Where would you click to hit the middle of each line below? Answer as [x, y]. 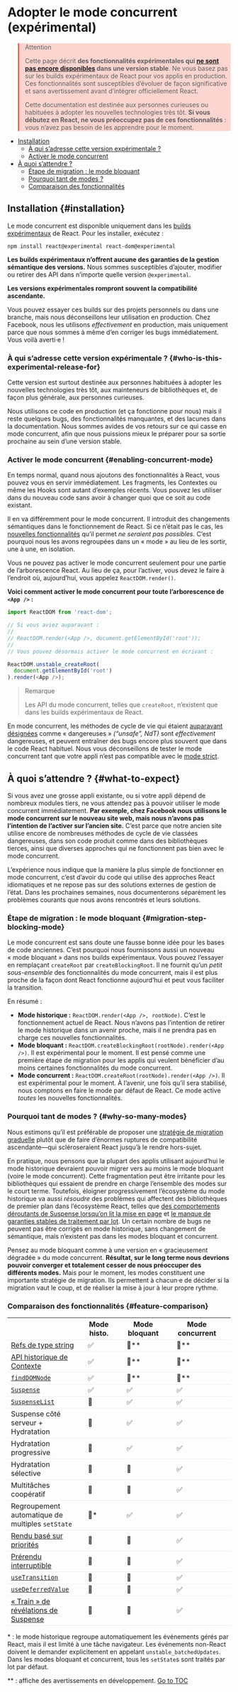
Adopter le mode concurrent [92, 12]
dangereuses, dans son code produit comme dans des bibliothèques [107, 841]
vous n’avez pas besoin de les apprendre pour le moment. [109, 127]
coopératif [28, 1494]
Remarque [40, 691]
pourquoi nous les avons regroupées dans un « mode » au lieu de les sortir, [117, 542]
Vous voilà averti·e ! [36, 339]
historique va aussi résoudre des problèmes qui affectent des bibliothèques [118, 1198]
